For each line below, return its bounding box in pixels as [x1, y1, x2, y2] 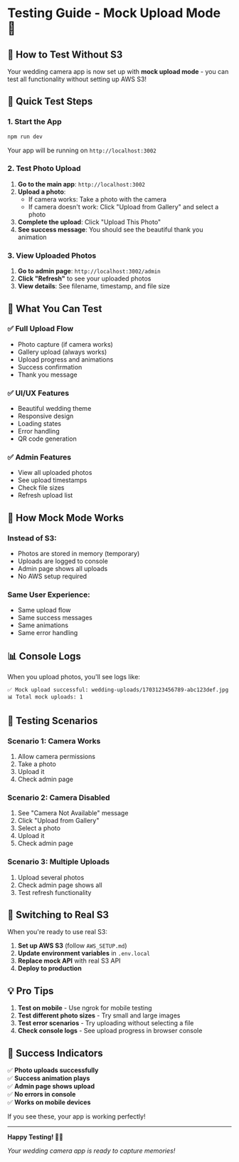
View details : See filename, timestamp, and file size [17, 282, 171, 290]
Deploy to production [17, 964, 82, 973]
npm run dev [7, 133, 43, 140]
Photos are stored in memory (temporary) [17, 550, 140, 558]
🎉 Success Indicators [7, 1047, 103, 1059]
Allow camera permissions [17, 752, 96, 760]
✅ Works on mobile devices [7, 1098, 91, 1106]
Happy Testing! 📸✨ [7, 1132, 64, 1141]
